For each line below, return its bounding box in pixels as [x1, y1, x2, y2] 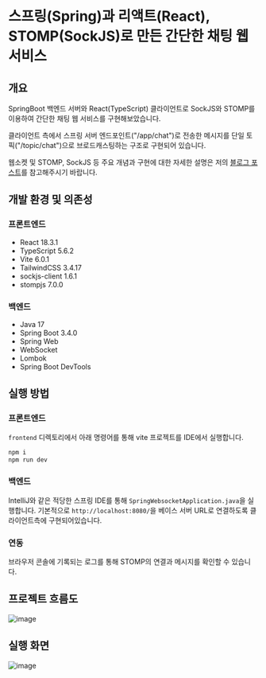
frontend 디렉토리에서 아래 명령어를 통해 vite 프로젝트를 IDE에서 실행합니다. [8, 432, 244, 442]
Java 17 [19, 319, 45, 329]
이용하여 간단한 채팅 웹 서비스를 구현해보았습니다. [8, 114, 161, 123]
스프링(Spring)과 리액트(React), [8, 7, 210, 25]
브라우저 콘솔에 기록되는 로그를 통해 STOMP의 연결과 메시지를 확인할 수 [8, 557, 230, 567]
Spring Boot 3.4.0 [19, 328, 78, 337]
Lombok [19, 353, 48, 363]
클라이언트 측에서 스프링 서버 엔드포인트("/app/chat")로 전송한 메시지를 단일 [8, 131, 245, 140]
